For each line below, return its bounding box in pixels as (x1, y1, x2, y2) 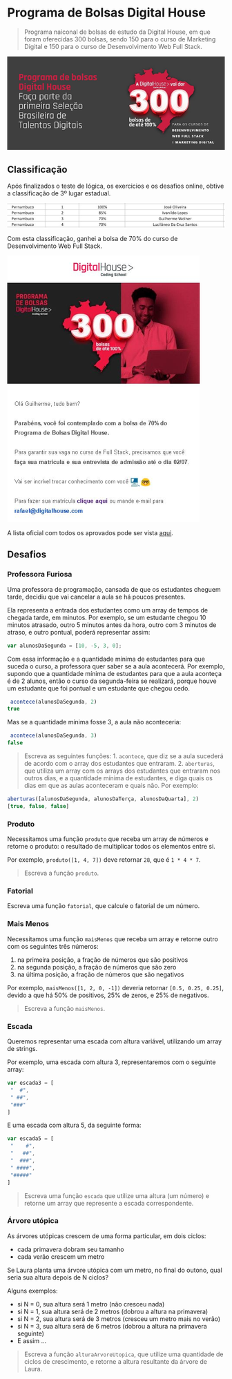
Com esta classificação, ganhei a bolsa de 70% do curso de (7, 235, 178, 243)
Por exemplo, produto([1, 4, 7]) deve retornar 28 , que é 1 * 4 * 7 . (7, 856, 202, 864)
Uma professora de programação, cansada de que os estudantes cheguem (7, 585, 221, 593)
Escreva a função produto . (23, 869, 99, 878)
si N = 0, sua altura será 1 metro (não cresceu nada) (17, 1300, 165, 1308)
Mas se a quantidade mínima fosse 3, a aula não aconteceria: (7, 718, 182, 726)
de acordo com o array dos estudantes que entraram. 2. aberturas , (23, 760, 215, 768)
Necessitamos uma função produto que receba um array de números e (7, 835, 209, 843)
